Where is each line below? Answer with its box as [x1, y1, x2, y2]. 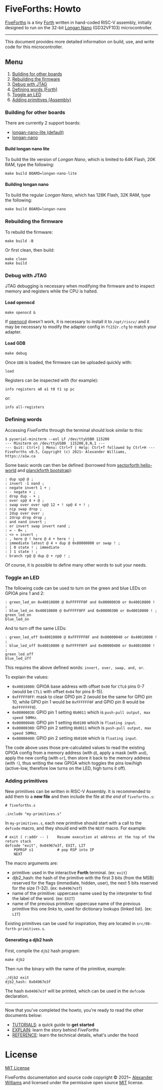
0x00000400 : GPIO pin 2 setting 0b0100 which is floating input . [12, 735, 137, 741]
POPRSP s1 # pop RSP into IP [14, 848, 95, 852]
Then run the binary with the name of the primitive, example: [5, 965, 126, 972]
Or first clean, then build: [5, 247, 55, 253]
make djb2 [5, 957, 25, 962]
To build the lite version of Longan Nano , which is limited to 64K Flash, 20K [5, 157, 156, 163]
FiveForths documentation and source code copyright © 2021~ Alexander [5, 1074, 153, 1080]
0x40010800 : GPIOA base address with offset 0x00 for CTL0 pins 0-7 [12, 684, 145, 689]
